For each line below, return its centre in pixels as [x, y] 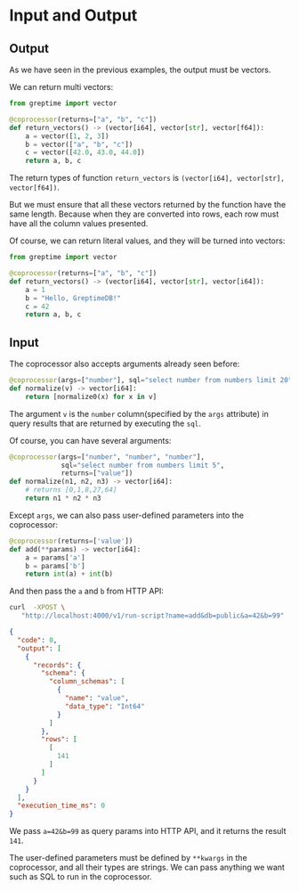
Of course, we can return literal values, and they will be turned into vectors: [147, 241]
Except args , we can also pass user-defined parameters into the [127, 515]
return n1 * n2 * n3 [63, 499]
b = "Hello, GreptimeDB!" [73, 298]
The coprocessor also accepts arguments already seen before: [125, 364]
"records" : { [57, 665]
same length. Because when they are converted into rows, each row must [144, 214]
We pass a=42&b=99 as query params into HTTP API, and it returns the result [148, 831]
